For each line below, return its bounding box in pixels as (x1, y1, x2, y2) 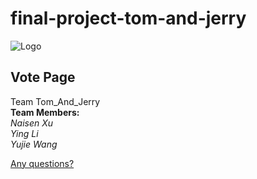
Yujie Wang (10, 138, 58, 150)
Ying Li (10, 127, 39, 139)
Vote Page (10, 69, 76, 86)
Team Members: (10, 106, 80, 118)
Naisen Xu (10, 117, 54, 129)
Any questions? (10, 157, 75, 169)
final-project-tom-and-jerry (10, 7, 247, 30)
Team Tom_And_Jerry (10, 95, 101, 107)
